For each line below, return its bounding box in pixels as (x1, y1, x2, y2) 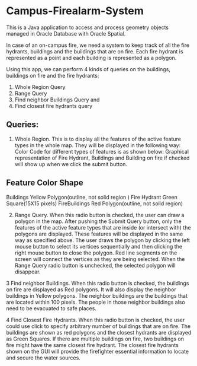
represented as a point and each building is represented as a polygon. (6, 54, 177, 61)
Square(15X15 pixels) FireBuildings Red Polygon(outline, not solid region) (6, 200, 183, 207)
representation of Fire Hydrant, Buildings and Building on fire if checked (14, 154, 190, 161)
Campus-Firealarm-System (6, 4, 144, 18)
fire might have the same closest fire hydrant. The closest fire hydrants (6, 341, 179, 348)
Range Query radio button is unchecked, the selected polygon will (14, 262, 176, 269)
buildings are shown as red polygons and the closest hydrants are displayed (6, 329, 192, 336)
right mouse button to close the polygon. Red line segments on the (14, 249, 177, 256)
